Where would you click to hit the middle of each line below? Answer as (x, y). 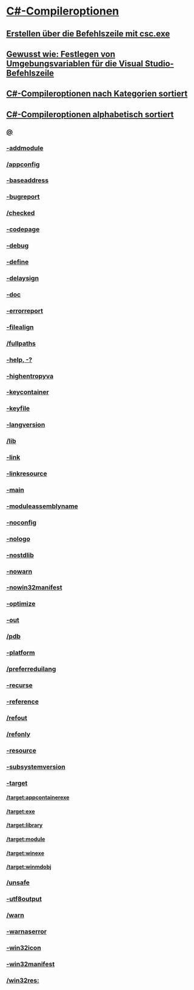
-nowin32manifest (34, 588)
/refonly (18, 734)
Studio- (159, 63)
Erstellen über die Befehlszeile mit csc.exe (88, 34)
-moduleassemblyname (42, 506)
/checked (21, 213)
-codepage (23, 229)
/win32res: (23, 980)
